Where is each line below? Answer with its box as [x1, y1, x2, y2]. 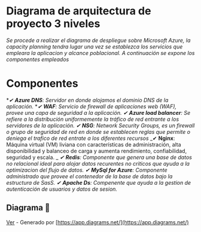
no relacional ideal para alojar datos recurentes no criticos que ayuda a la [6, 160, 190, 167]
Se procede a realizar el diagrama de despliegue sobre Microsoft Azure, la [6, 36, 191, 44]
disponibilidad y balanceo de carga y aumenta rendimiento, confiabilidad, [6, 147, 187, 154]
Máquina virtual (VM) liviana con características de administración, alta [6, 141, 181, 148]
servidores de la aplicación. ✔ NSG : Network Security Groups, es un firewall [6, 121, 195, 129]
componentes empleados [6, 56, 69, 63]
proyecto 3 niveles [6, 17, 100, 30]
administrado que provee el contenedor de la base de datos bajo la [6, 172, 173, 180]
